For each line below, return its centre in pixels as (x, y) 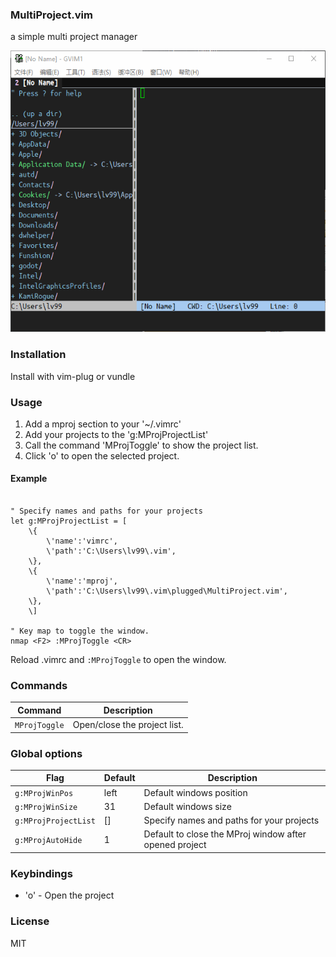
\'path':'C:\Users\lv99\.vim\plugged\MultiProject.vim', (167, 591)
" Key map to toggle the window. (80, 631)
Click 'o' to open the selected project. (102, 455)
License (30, 921)
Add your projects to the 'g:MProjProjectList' (116, 434)
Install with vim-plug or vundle (73, 376)
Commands (39, 686)
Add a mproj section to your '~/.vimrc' (103, 424)
